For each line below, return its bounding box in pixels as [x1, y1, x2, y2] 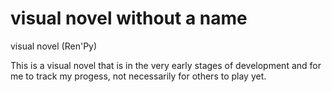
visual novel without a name [10, 7, 248, 30]
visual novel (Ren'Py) [10, 40, 98, 52]
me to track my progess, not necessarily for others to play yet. [10, 70, 267, 82]
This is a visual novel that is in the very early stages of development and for [10, 59, 322, 71]
